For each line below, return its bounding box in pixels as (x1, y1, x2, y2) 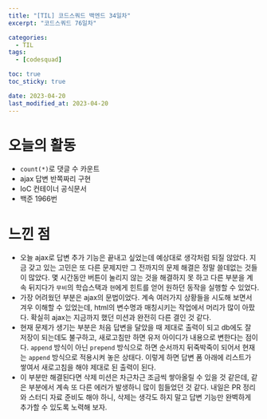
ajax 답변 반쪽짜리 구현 (19, 174, 92, 184)
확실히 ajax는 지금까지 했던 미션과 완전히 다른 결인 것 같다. (30, 313, 212, 322)
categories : (8, 34, 48, 42)
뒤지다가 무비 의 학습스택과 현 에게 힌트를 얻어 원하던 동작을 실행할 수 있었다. (28, 283, 260, 292)
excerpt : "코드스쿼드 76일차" (8, 19, 97, 27)
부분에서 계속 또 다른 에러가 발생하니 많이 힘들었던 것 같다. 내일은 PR (28, 382, 241, 392)
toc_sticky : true (8, 77, 66, 85)
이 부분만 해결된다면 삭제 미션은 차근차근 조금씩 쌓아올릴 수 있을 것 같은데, (19, 373, 249, 382)
